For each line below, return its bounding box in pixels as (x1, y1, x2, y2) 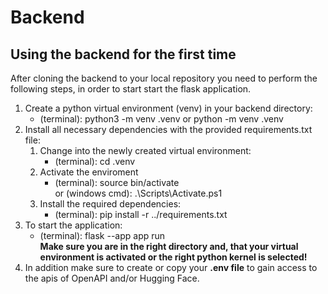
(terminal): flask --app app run (39, 230, 166, 241)
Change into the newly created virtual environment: (39, 145, 252, 156)
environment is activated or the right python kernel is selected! (39, 251, 308, 263)
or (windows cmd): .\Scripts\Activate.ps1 (54, 187, 223, 199)
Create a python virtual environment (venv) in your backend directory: (24, 102, 313, 114)
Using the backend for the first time (10, 46, 237, 63)
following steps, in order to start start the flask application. (10, 83, 252, 95)
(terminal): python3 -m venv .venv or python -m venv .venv (39, 113, 284, 125)
